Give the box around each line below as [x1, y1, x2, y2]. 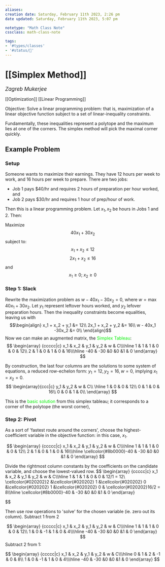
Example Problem [5, 145, 60, 153]
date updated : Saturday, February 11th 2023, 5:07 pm [5, 16, 118, 21]
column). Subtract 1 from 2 [5, 514, 59, 520]
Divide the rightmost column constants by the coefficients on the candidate [5, 463, 158, 469]
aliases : [5, 7, 23, 12]
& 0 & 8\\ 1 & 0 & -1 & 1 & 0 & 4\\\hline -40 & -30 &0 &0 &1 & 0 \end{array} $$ [5, 556, 160, 562]
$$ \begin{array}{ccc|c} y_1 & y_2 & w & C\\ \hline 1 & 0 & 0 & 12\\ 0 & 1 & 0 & [5, 383, 160, 389]
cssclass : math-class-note [5, 30, 61, 35]
